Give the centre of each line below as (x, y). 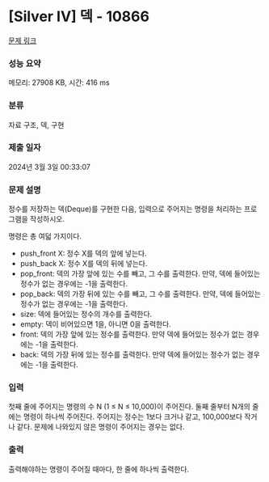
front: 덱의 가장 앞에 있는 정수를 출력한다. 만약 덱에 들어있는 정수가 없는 (132, 334)
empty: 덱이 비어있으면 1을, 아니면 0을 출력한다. (95, 324)
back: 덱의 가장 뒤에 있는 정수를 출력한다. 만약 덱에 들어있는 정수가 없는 (132, 355)
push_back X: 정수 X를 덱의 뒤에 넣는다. (84, 264)
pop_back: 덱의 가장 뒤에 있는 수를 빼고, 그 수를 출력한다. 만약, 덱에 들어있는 (140, 294)
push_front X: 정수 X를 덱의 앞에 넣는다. (83, 254)
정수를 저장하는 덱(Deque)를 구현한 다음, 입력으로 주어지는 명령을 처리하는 (125, 209)
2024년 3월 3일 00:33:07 (49, 167)
